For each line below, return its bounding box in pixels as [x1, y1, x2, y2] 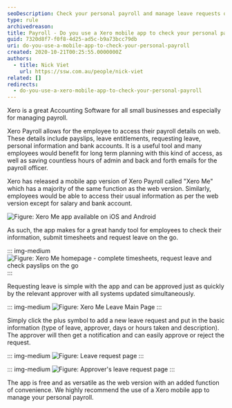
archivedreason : [7, 23, 54, 30]
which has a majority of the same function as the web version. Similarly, [7, 185, 212, 193]
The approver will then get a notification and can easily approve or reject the [7, 331, 224, 340]
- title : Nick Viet [13, 62, 70, 68]
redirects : [7, 81, 39, 88]
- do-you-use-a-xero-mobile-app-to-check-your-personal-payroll [13, 87, 202, 94]
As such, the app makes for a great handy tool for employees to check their [7, 226, 222, 234]
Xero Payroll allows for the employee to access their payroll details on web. [7, 127, 221, 136]
